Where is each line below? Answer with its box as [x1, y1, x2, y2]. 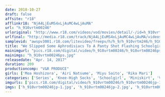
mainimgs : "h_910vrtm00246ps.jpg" [5, 52, 76, 58]
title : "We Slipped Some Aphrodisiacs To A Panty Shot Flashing [5, 44, 139, 48]
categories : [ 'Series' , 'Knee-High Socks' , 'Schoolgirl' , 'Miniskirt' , [5, 75, 155, 80]
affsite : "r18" [5, 16, 36, 21]
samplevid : [5, 39, 27, 44]
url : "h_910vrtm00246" [5, 25, 52, 30]
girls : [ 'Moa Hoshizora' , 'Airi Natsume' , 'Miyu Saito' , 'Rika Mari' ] [5, 71, 153, 76]
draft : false [5, 12, 32, 17]
